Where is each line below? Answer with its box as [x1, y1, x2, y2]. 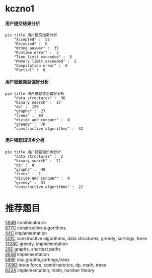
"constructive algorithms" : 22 [14, 184, 83, 190]
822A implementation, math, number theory [5, 267, 95, 273]
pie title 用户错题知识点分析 [5, 149, 61, 155]
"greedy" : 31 [14, 180, 46, 185]
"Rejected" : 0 [14, 41, 48, 46]
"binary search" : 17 [14, 100, 61, 105]
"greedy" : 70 [14, 122, 46, 127]
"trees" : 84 [14, 113, 43, 118]
